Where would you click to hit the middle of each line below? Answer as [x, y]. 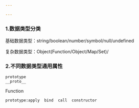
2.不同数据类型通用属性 [34, 66]
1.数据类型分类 [23, 29]
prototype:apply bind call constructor [51, 100]
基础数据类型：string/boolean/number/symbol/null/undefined [70, 41]
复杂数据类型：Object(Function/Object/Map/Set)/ [57, 52]
